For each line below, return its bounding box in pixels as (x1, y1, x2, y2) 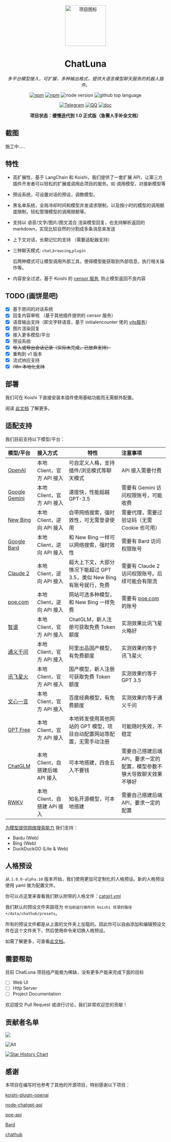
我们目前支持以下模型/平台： (5, 436, 65, 442)
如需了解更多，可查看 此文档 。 (5, 938, 68, 944)
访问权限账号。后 (121, 570, 163, 577)
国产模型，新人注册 (68, 665, 115, 673)
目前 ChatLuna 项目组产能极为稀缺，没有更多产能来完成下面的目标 (5, 969, 144, 976)
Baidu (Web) (12, 834, 39, 841)
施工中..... (5, 143, 25, 149)
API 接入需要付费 (121, 467, 162, 474)
